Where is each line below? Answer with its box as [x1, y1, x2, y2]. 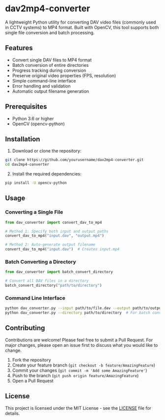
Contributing [5, 324, 45, 332]
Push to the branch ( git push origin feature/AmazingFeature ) [12, 372, 139, 378]
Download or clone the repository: [12, 148, 82, 154]
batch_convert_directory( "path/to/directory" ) [5, 283, 102, 288]
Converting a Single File [5, 209, 63, 216]
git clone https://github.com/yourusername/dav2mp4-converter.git [5, 158, 144, 163]
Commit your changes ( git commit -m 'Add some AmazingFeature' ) [12, 367, 147, 373]
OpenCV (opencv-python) [12, 121, 65, 127]
